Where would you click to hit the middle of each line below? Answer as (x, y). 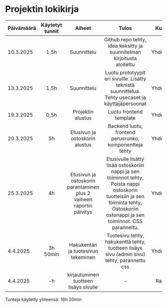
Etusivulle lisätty (125, 159)
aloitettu (125, 64)
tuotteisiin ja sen (125, 196)
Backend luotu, (125, 126)
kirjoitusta (125, 58)
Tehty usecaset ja (125, 97)
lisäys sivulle (83, 287)
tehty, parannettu (125, 260)
